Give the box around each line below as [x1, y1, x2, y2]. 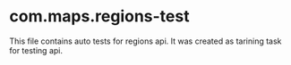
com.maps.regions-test [9, 6, 190, 27]
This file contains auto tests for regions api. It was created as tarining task [9, 36, 282, 46]
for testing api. [9, 45, 63, 55]
